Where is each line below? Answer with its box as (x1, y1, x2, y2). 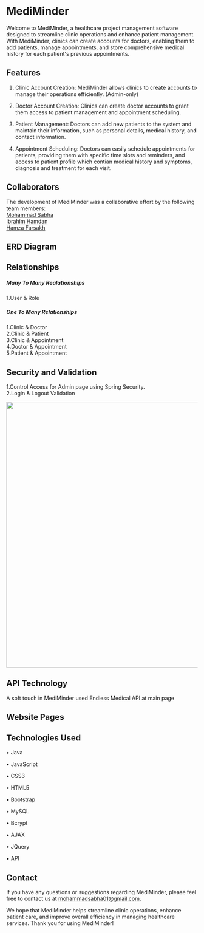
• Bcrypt (6, 819, 28, 827)
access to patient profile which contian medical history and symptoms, (15, 158, 192, 165)
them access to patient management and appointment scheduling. (15, 108, 182, 116)
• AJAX (6, 831, 25, 839)
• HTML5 (6, 784, 30, 791)
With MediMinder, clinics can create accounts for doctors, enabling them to (6, 37, 195, 44)
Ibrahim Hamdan (6, 217, 48, 225)
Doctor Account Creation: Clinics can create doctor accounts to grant (15, 102, 189, 109)
